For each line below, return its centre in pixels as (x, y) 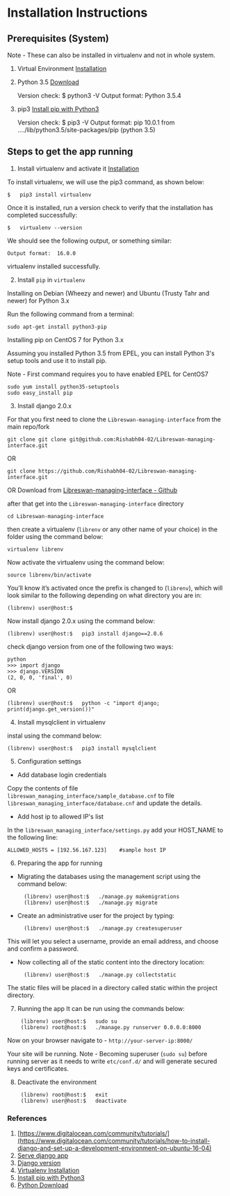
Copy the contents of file (43, 788)
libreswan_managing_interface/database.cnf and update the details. (105, 803)
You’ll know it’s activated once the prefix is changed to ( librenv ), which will (115, 588)
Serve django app (43, 1156)
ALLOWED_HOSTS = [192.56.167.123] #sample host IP (87, 850)
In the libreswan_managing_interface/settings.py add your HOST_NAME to (115, 830)
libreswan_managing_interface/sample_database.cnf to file (91, 795)
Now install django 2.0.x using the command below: (81, 621)
